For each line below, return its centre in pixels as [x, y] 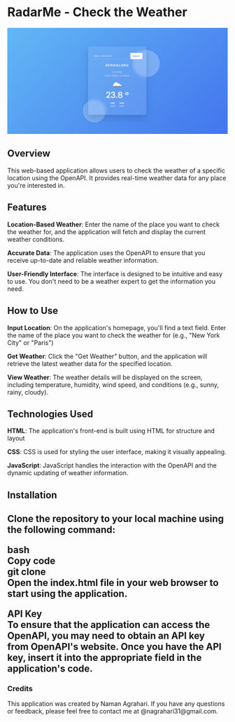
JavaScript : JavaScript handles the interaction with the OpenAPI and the [112, 465]
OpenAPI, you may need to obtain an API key [106, 636]
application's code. [50, 669]
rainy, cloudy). [28, 392]
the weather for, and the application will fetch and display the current [107, 231]
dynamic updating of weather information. [68, 473]
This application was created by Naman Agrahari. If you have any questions [116, 704]
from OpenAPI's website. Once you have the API [114, 647]
